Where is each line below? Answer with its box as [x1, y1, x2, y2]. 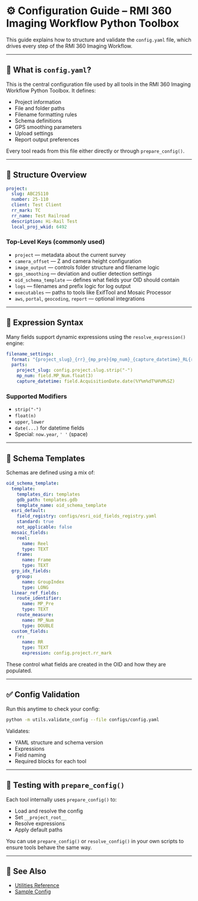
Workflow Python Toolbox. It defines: [6, 87, 96, 94]
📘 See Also [6, 866, 47, 876]
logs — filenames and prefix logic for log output [14, 282, 131, 289]
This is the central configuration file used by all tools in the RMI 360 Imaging [6, 81, 191, 88]
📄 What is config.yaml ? [6, 65, 91, 75]
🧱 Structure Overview [6, 170, 87, 180]
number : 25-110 [11, 196, 49, 203]
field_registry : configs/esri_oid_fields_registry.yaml [16, 513, 157, 519]
